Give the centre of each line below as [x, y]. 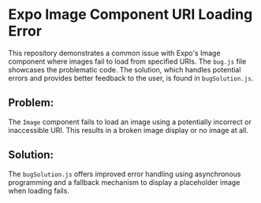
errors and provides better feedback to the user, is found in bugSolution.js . [131, 78]
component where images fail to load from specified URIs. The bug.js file [127, 61]
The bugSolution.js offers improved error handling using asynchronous [125, 174]
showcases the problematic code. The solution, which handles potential [125, 69]
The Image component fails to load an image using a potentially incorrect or [130, 122]
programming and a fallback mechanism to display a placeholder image [124, 182]
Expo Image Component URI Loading [130, 15]
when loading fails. [39, 190]
